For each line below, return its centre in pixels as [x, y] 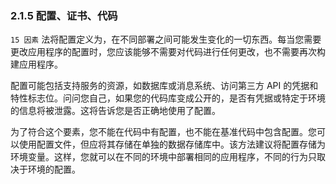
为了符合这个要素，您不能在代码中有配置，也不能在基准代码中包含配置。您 [163, 132]
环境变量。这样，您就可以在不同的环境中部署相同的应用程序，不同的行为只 [163, 157]
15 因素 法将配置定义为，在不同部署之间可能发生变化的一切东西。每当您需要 [166, 39]
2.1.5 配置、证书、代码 [64, 15]
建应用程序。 [36, 64]
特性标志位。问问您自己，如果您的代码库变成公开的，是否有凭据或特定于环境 [168, 98]
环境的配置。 [54, 169]
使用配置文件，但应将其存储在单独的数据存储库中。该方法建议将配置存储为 [172, 144]
